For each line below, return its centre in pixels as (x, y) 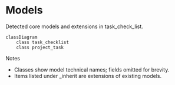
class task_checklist (42, 42)
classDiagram (22, 37)
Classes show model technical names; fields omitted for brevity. (92, 69)
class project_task (40, 47)
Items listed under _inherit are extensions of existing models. (88, 76)
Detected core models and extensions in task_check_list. (75, 26)
